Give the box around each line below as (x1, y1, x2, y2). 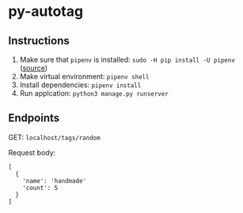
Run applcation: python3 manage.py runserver (19, 89, 169, 97)
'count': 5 (22, 184, 59, 192)
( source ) (19, 63, 48, 73)
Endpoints (8, 112, 60, 125)
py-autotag (8, 2, 84, 21)
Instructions (8, 34, 70, 48)
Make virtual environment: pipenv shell (19, 72, 150, 81)
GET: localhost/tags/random (8, 132, 101, 142)
